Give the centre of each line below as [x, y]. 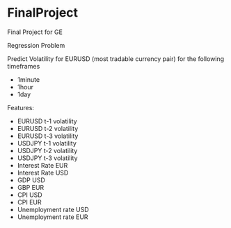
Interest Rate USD [43, 173]
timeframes [24, 66]
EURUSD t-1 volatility [47, 121]
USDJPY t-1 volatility [47, 143]
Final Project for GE [35, 32]
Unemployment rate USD [53, 209]
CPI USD [30, 195]
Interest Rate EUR [42, 165]
